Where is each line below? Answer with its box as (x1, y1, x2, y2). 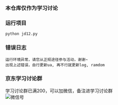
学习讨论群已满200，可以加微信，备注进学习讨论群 (5, 88, 113, 94)
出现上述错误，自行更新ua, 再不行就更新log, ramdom (5, 62, 105, 67)
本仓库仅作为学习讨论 (5, 4, 58, 11)
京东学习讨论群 (5, 75, 43, 82)
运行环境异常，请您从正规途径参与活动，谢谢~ (5, 57, 88, 62)
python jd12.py (5, 32, 38, 37)
